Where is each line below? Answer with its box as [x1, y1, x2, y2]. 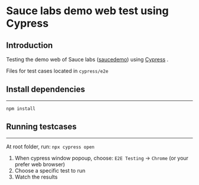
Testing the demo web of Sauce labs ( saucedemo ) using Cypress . [6, 56, 169, 63]
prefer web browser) [14, 161, 65, 168]
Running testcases [6, 122, 77, 132]
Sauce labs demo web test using [6, 4, 169, 18]
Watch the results [14, 173, 58, 180]
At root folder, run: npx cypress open [6, 143, 95, 150]
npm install [6, 105, 36, 112]
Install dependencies [6, 85, 85, 95]
